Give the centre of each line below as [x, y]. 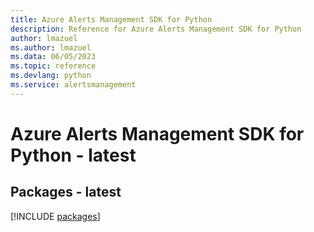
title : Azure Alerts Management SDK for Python [111, 19]
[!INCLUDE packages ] [55, 216]
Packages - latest [66, 192]
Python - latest [73, 155]
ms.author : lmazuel [51, 47]
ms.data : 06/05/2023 [53, 57]
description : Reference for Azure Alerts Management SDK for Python [156, 29]
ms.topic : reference [53, 66]
